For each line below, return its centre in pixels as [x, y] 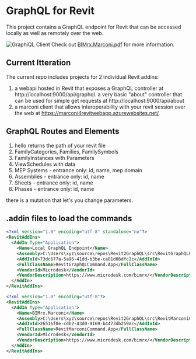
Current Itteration [38, 63]
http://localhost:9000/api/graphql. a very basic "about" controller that [98, 94]
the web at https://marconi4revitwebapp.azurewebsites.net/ [87, 113]
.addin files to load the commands [69, 218]
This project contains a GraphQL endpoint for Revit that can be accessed [94, 27]
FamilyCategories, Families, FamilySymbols [66, 151]
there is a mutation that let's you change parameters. [69, 200]
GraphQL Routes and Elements [63, 132]
